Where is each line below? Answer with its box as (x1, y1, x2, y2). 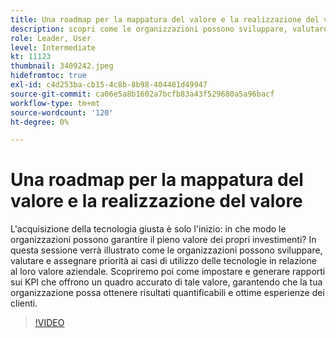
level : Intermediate (10, 42, 97, 53)
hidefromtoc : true (10, 71, 87, 81)
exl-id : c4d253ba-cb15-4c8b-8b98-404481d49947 (10, 80, 208, 90)
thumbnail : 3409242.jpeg (10, 61, 114, 71)
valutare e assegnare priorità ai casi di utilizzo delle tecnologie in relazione (10, 255, 317, 267)
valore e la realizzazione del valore (10, 190, 303, 213)
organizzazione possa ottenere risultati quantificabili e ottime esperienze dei (10, 287, 325, 299)
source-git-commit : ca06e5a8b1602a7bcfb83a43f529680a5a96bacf (10, 89, 275, 99)
